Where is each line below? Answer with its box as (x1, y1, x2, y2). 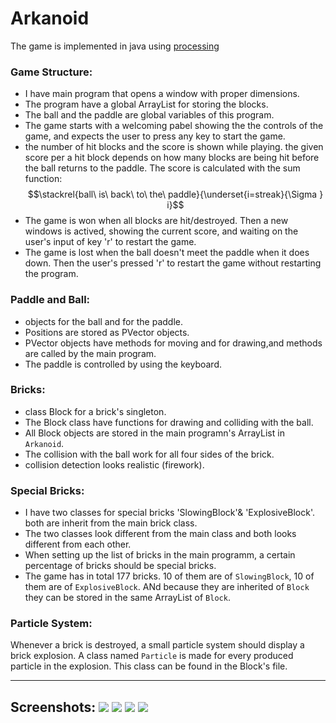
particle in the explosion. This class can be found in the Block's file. (10, 660, 288, 672)
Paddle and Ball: (10, 293, 91, 307)
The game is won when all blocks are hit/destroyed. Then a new (24, 215, 289, 227)
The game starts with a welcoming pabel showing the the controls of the (24, 120, 324, 132)
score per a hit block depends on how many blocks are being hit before (24, 152, 320, 164)
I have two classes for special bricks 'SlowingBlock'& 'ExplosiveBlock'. (24, 507, 315, 519)
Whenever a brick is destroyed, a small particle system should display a (10, 639, 305, 651)
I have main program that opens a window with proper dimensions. (24, 88, 300, 100)
